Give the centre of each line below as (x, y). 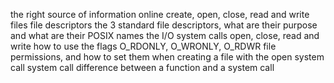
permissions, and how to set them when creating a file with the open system (167, 57)
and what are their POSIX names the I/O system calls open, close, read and (165, 35)
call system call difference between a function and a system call (142, 67)
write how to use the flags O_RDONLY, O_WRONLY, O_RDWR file (143, 46)
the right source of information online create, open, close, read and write (160, 14)
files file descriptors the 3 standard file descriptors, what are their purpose (164, 25)
